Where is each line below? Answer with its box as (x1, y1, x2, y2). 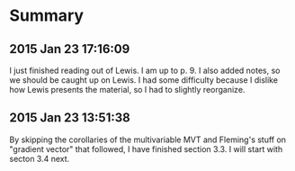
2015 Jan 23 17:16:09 (9, 41, 130, 57)
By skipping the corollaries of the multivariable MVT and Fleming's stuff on (9, 134, 286, 145)
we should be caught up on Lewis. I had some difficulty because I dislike (9, 75, 279, 85)
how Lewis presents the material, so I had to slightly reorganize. (9, 85, 246, 94)
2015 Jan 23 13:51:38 (9, 110, 130, 126)
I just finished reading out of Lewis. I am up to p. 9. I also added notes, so (9, 65, 281, 76)
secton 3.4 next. (9, 153, 70, 164)
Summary (9, 5, 84, 26)
